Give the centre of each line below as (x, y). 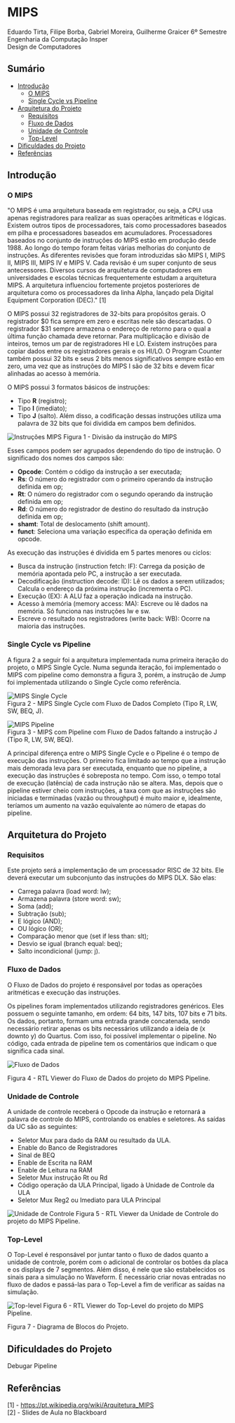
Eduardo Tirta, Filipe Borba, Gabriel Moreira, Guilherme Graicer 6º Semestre (117, 32)
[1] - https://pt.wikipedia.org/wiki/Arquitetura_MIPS (81, 1405)
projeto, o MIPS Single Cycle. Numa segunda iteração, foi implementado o (114, 667)
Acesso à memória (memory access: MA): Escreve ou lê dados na (113, 604)
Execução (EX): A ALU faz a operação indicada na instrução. (105, 596)
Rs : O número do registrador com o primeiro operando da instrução (115, 479)
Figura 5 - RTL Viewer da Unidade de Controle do (147, 1214)
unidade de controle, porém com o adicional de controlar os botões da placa (118, 1262)
